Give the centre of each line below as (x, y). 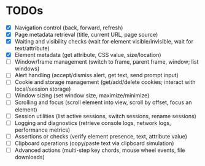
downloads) (30, 157)
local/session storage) (43, 89)
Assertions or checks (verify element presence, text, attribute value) (101, 136)
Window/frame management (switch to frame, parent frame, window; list (106, 62)
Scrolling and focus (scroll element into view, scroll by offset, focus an (103, 102)
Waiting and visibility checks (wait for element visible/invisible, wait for (104, 42)
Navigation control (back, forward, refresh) (69, 28)
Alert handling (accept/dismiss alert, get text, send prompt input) (96, 75)
